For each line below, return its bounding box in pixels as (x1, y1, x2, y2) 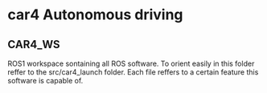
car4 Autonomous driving (7, 6, 183, 24)
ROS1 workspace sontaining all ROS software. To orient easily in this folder (7, 59, 255, 68)
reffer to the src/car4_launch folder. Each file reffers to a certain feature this (7, 67, 259, 77)
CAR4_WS (7, 38, 61, 51)
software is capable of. (7, 76, 84, 85)
